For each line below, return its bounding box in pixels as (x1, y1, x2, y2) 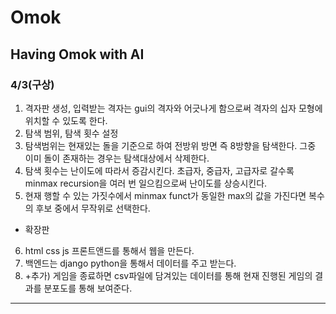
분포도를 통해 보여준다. (43, 282, 133, 294)
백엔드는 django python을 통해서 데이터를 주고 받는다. (24, 257, 237, 269)
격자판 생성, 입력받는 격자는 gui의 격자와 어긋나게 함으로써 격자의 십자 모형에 (24, 102, 323, 114)
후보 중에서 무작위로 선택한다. (35, 202, 151, 214)
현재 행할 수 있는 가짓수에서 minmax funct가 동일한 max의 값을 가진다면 (24, 189, 307, 201)
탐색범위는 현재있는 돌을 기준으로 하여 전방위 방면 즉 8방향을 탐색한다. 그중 (24, 139, 317, 151)
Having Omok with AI (10, 46, 145, 63)
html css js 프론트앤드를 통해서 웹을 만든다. (24, 244, 195, 256)
